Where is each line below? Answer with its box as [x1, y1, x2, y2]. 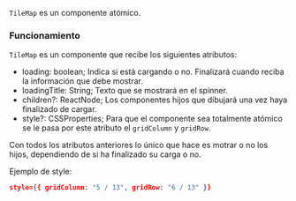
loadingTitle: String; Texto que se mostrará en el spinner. [21, 86, 228, 96]
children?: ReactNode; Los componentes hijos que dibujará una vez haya [21, 94, 288, 105]
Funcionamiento [9, 29, 81, 41]
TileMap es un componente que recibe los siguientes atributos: [9, 49, 237, 60]
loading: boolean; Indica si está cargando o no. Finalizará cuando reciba [21, 66, 285, 78]
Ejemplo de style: [9, 167, 72, 177]
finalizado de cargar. [21, 104, 97, 115]
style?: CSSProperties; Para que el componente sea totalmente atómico [21, 114, 283, 124]
